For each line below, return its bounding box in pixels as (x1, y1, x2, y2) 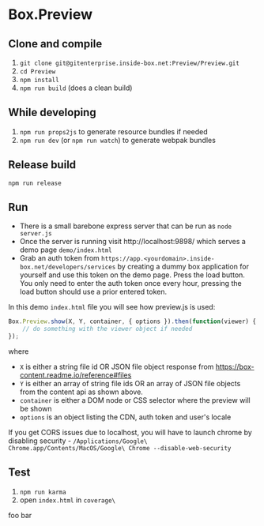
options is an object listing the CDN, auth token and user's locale (19, 412, 232, 422)
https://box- (215, 362, 255, 372)
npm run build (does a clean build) (19, 83, 133, 92)
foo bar (8, 510, 32, 520)
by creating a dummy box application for (117, 262, 249, 272)
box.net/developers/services (19, 263, 116, 272)
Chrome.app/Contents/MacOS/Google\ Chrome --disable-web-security (8, 445, 232, 453)
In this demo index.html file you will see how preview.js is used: (8, 302, 216, 312)
